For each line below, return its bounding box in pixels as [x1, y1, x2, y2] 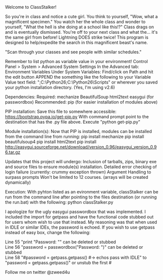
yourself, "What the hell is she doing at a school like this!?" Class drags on [5, 24, 154, 30]
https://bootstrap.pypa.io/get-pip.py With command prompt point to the [5, 114, 149, 119]
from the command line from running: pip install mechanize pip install [5, 134, 144, 139]
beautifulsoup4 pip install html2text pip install [5, 139, 97, 145]
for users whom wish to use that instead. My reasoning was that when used [5, 219, 157, 225]
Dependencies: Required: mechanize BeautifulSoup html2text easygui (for [5, 94, 154, 100]
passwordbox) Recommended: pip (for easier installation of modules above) [5, 99, 158, 105]
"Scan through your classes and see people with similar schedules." [5, 49, 142, 55]
